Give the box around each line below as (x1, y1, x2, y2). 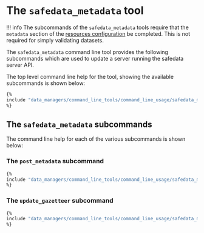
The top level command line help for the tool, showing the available (6, 73, 174, 80)
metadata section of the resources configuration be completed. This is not (6, 30, 191, 37)
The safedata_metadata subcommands (6, 119, 153, 129)
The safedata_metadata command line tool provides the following (6, 48, 169, 55)
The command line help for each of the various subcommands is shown (6, 135, 186, 143)
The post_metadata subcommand (6, 157, 104, 166)
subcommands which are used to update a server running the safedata (6, 55, 184, 62)
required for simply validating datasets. (6, 36, 104, 44)
